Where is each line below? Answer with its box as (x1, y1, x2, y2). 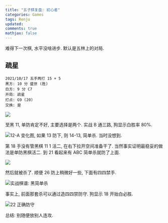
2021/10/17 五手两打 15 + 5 (5, 76, 61, 81)
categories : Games (5, 12, 44, 17)
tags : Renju (5, 17, 30, 22)
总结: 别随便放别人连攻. (5, 212, 54, 218)
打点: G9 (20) (5, 97, 34, 102)
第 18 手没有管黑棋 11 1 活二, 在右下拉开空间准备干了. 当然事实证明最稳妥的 (5, 143, 159, 149)
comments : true (5, 26, 37, 31)
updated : (5, 21, 24, 27)
